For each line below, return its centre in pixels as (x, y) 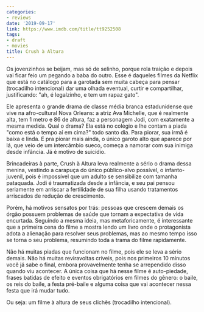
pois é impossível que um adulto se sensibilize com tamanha (101, 176)
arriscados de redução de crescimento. (56, 196)
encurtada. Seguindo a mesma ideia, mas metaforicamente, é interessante (100, 220)
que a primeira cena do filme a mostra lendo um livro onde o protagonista (98, 227)
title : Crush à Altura (35, 52)
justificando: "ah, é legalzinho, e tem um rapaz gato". (73, 94)
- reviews (19, 18)
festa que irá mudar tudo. (38, 290)
